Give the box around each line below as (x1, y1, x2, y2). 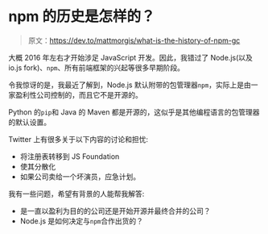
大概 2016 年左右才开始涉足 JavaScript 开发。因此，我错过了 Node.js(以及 (8, 52, 254, 62)
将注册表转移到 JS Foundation (19, 151, 120, 161)
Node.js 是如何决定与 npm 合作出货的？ (19, 215, 143, 226)
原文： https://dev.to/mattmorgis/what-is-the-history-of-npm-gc (27, 36, 241, 45)
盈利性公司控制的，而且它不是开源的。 (14, 90, 142, 99)
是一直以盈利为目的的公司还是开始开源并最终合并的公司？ (19, 206, 211, 215)
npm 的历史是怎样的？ (8, 7, 155, 26)
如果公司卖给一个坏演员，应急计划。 (19, 171, 141, 182)
